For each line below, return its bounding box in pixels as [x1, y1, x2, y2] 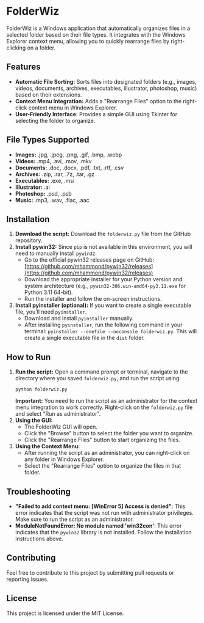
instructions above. [15, 535, 64, 542]
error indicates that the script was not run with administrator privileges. [15, 509, 194, 516]
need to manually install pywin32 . [15, 249, 97, 257]
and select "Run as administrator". [15, 410, 101, 418]
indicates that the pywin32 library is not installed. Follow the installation [15, 529, 192, 536]
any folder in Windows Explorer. [24, 455, 105, 463]
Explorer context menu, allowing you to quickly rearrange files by [6, 37, 170, 45]
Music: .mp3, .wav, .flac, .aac [15, 196, 90, 204]
